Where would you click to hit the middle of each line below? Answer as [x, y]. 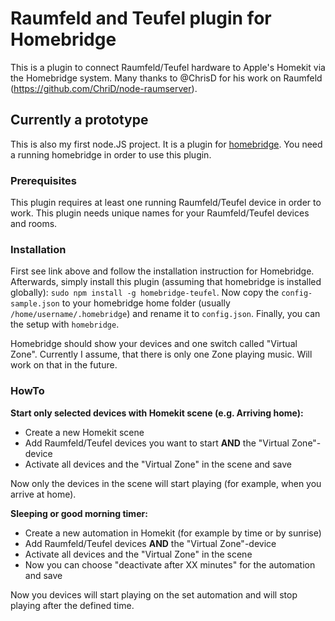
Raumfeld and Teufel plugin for [141, 18]
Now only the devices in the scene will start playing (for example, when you [166, 483]
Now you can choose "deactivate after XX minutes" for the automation [170, 564]
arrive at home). [43, 494]
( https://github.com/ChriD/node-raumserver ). [104, 88]
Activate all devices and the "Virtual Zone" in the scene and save [158, 464]
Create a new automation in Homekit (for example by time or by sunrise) [173, 533]
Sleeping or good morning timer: [79, 513]
